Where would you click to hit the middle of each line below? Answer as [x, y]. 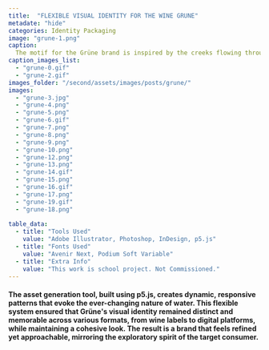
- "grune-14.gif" [44, 172]
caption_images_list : [44, 61]
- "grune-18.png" [44, 209]
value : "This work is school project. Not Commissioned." [121, 269]
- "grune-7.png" [42, 127]
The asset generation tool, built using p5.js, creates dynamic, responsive [132, 294]
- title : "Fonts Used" [53, 247]
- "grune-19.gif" [44, 202]
